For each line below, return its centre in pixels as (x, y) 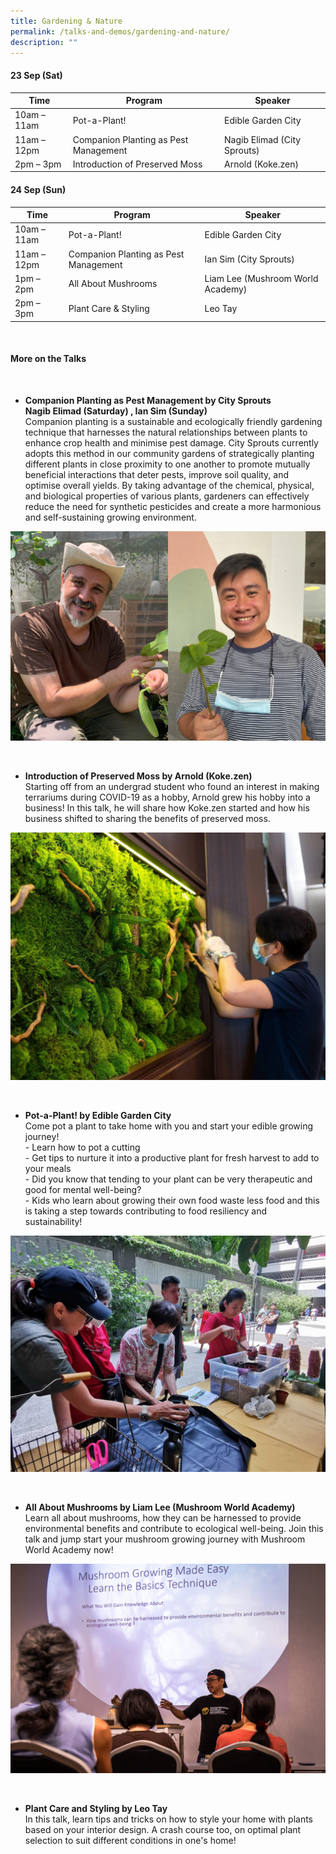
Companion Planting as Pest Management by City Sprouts (148, 400)
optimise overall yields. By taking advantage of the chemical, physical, (169, 485)
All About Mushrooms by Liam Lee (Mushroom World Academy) (160, 1507)
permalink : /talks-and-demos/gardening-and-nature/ (120, 31)
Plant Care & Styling (109, 308)
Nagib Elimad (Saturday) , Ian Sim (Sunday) (116, 411)
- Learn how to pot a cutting (82, 1147)
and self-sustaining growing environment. (110, 517)
